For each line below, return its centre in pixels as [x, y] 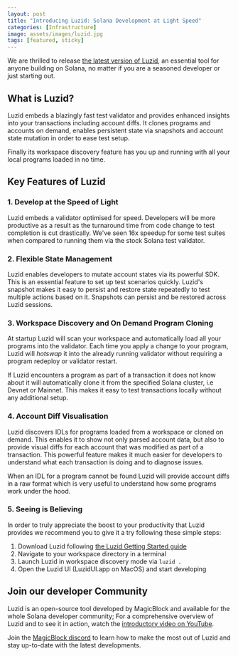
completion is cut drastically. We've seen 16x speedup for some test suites [117, 233]
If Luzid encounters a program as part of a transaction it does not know [112, 375]
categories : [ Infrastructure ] [52, 27]
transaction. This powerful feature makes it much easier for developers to [115, 454]
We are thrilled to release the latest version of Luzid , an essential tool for [113, 61]
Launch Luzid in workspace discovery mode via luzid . [99, 561]
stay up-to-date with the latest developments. [74, 645]
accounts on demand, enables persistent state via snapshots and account [115, 130]
